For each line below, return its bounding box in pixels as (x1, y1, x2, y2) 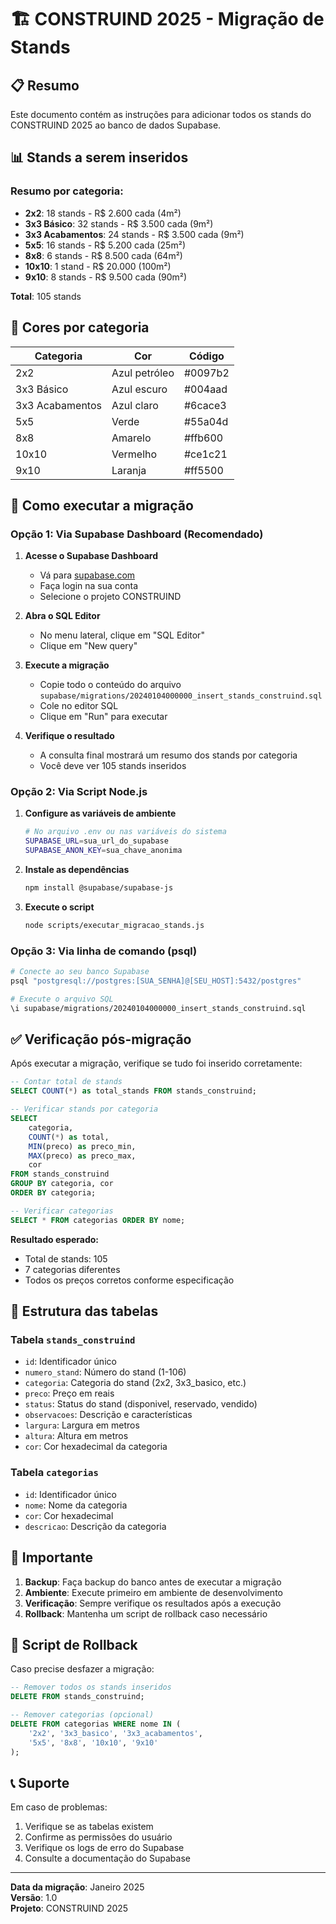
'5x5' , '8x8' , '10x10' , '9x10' (28, 1737, 159, 1748)
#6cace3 (183, 398, 227, 412)
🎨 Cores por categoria (10, 319, 150, 336)
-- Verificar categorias (10, 1206, 114, 1216)
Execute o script (24, 901, 95, 913)
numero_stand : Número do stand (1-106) (24, 1366, 187, 1378)
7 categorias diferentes (24, 1263, 121, 1275)
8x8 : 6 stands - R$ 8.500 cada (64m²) (24, 249, 183, 261)
